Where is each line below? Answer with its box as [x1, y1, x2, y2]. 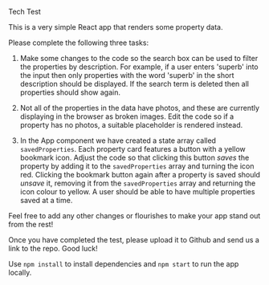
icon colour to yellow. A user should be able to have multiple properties [19, 187, 255, 196]
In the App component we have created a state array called [19, 136, 217, 145]
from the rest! [8, 220, 54, 229]
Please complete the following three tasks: [8, 38, 149, 47]
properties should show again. [19, 88, 120, 97]
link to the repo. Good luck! [8, 244, 98, 253]
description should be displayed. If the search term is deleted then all [19, 79, 249, 88]
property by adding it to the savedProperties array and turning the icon [19, 161, 255, 171]
